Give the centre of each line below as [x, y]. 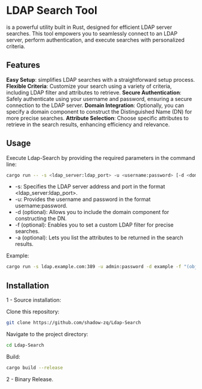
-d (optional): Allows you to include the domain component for [92, 212]
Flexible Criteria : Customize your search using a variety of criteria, [89, 86]
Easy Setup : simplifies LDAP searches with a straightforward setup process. [101, 79]
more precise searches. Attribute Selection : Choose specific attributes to [98, 118]
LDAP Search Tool [52, 11]
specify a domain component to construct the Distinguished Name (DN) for [99, 111]
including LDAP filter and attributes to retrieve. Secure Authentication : [94, 92]
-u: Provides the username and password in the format [83, 200]
